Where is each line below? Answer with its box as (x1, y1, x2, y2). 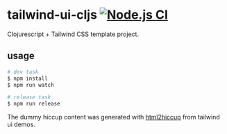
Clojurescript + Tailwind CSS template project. (7, 30, 140, 38)
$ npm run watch (7, 81, 54, 88)
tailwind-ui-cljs (7, 7, 97, 23)
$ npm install (7, 75, 49, 82)
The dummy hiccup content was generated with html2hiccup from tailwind (7, 113, 220, 122)
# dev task (7, 68, 39, 76)
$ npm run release (7, 101, 60, 108)
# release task (7, 94, 51, 101)
